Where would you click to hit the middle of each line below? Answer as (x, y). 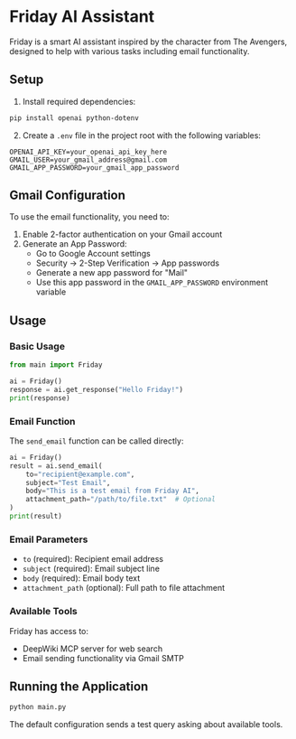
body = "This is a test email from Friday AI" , (113, 491)
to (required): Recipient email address (93, 559)
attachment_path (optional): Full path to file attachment (124, 588)
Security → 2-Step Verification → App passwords (127, 263)
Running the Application (79, 686)
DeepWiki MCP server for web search (92, 649)
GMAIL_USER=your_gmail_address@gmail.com (88, 160)
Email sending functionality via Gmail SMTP (103, 658)
